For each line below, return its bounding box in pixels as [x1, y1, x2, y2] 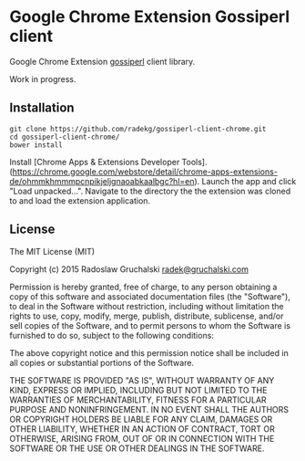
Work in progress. [9, 73, 76, 84]
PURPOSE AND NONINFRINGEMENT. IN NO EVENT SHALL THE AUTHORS [9, 403, 290, 414]
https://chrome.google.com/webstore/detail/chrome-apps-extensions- [12, 166, 278, 177]
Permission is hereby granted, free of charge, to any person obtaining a [9, 281, 278, 292]
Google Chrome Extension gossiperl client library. [9, 56, 196, 67]
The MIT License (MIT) [9, 246, 96, 257]
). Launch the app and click [194, 175, 297, 186]
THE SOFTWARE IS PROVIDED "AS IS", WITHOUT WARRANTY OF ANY [9, 374, 275, 385]
